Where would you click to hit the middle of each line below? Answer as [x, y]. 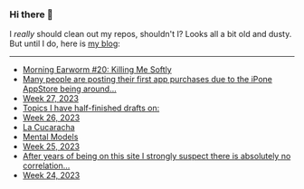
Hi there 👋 [32, 14]
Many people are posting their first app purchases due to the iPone [147, 80]
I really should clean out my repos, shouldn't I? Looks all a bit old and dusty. [151, 34]
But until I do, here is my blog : [65, 43]
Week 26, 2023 [51, 118]
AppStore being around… [69, 89]
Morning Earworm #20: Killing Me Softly [97, 70]
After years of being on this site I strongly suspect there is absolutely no [157, 156]
